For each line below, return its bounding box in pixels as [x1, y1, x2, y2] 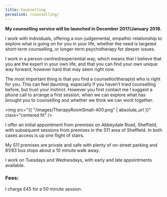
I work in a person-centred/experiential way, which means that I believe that [5, 55, 161, 61]
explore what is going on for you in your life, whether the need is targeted [5, 40, 156, 46]
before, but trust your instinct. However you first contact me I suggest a [5, 86, 152, 92]
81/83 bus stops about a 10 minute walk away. [5, 147, 100, 153]
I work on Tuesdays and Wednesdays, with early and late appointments [5, 157, 152, 163]
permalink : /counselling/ [5, 12, 59, 17]
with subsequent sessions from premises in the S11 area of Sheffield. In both [5, 127, 162, 133]
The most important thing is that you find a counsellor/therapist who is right [5, 76, 161, 82]
